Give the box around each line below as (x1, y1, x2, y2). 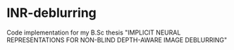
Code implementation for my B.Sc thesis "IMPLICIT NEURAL (6, 28, 181, 37)
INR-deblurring (6, 5, 97, 21)
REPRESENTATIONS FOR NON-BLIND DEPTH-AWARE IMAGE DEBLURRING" (6, 35, 228, 44)
